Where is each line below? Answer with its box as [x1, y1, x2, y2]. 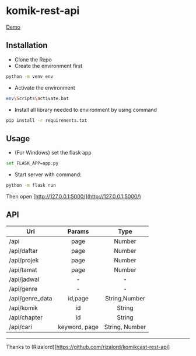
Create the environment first [14, 62, 83, 69]
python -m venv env [6, 73, 54, 80]
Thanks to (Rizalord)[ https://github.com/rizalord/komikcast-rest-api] [6, 343, 170, 350]
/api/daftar [9, 247, 38, 255]
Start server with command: [14, 171, 82, 178]
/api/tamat [9, 265, 37, 273]
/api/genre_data [9, 294, 52, 302]
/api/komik [9, 303, 38, 311]
